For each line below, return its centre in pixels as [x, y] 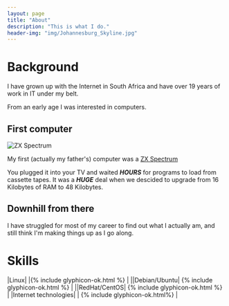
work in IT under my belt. [43, 93]
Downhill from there [51, 209]
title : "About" [29, 20]
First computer [40, 129]
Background [43, 67]
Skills [23, 261]
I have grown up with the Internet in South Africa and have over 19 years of [114, 87]
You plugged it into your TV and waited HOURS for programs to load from [112, 172]
